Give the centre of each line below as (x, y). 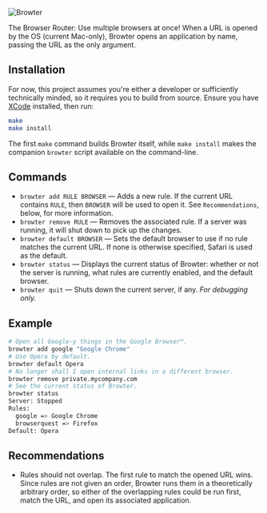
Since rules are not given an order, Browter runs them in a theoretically (136, 483)
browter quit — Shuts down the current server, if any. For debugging (134, 290)
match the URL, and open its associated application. (106, 500)
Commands (38, 177)
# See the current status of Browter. (73, 386)
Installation (37, 70)
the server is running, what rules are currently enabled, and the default (136, 272)
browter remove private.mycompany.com (73, 379)
